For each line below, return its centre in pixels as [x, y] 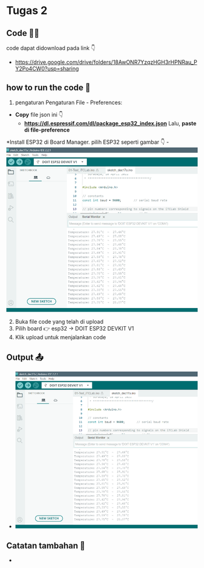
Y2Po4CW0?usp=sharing [47, 68]
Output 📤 [25, 357]
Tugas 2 [27, 11]
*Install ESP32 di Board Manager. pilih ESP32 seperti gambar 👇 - [88, 142]
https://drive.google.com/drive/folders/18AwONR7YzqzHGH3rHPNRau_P [106, 62]
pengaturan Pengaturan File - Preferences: [69, 102]
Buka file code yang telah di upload [59, 322]
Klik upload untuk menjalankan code [60, 337]
